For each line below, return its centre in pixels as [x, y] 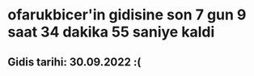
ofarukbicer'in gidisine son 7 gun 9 [127, 15]
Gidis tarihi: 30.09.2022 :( [74, 62]
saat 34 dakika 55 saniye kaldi [111, 32]
